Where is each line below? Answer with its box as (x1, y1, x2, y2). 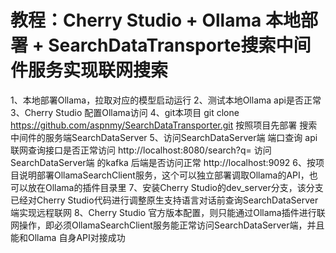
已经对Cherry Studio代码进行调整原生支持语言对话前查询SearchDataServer (10, 194, 319, 206)
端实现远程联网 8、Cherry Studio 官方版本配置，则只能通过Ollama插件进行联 (10, 206, 326, 218)
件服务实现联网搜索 (10, 59, 169, 82)
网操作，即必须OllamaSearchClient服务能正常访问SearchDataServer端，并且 (10, 219, 325, 231)
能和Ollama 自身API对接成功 (10, 231, 126, 243)
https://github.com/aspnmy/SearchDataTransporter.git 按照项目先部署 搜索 (10, 119, 318, 131)
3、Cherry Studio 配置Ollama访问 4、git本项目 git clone (10, 106, 240, 118)
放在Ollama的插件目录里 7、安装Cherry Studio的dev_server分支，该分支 (27, 181, 324, 193)
